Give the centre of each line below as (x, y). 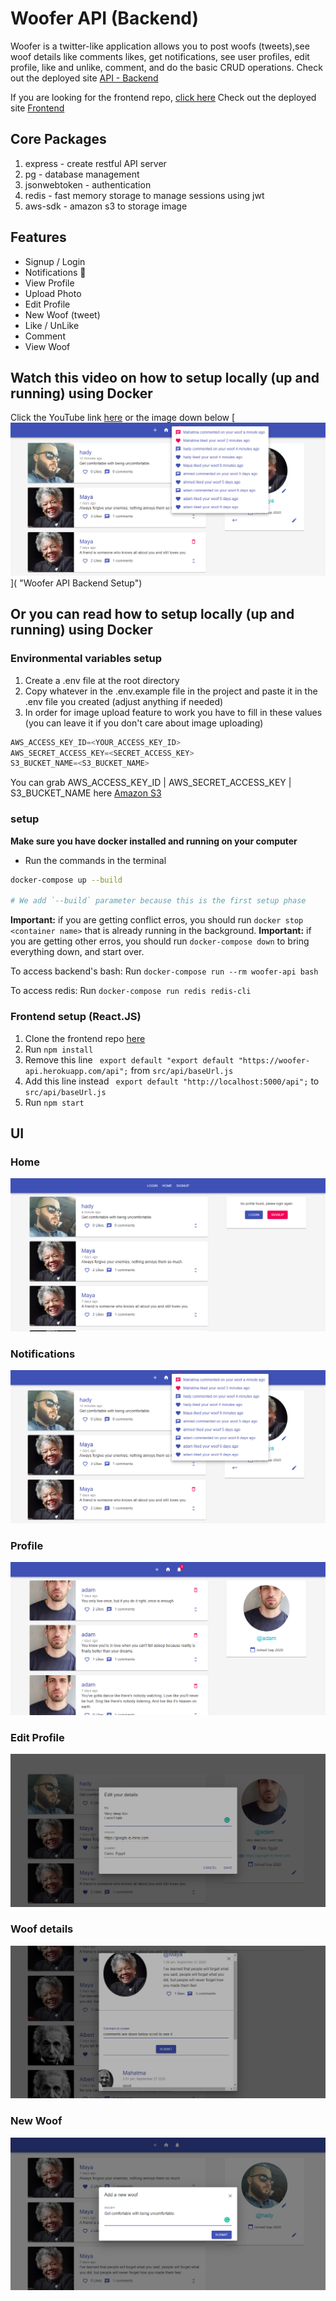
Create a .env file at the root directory (102, 680)
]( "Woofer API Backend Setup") (76, 583)
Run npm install (59, 1049)
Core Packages (58, 139)
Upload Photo (53, 293)
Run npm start (54, 1102)
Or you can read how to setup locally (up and (152, 614)
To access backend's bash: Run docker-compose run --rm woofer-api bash (164, 971)
